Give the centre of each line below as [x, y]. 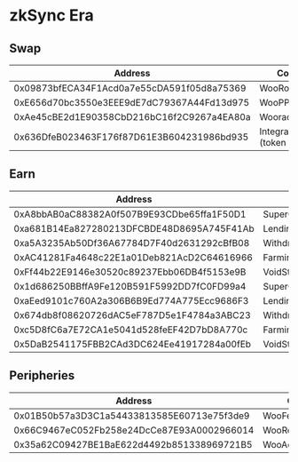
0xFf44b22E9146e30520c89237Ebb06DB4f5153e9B [130, 272]
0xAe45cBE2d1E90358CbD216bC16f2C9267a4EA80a [132, 117]
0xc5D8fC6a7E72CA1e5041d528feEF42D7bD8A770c [131, 330]
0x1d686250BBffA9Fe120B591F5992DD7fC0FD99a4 [130, 286]
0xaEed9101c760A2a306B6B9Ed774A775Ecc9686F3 [131, 300]
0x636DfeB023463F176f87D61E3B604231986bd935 [131, 137]
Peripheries [42, 375]
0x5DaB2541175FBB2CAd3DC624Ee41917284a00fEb [132, 344]
